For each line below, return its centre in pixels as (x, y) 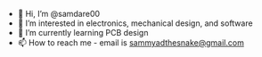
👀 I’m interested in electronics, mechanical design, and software (135, 23)
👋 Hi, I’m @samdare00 (59, 14)
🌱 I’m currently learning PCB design (83, 33)
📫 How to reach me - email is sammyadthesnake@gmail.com (131, 43)
